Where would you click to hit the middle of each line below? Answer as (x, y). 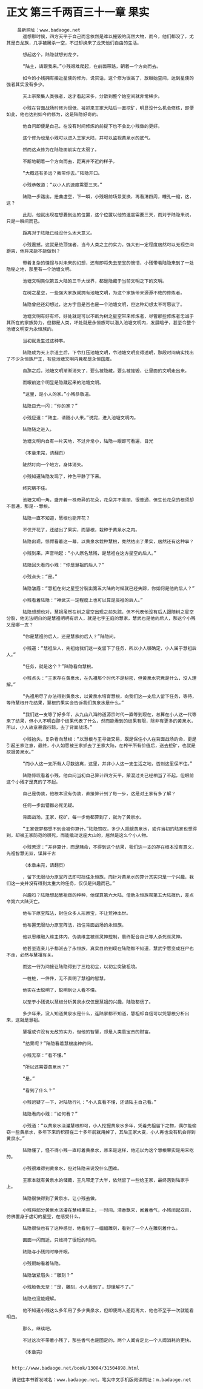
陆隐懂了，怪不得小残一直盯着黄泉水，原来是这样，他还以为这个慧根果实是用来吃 (108, 1150)
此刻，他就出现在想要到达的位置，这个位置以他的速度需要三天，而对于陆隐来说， (108, 215)
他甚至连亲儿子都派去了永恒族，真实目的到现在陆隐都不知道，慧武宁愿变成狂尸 (106, 949)
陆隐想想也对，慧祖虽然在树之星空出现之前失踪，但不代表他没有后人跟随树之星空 (108, 612)
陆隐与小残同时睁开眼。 (47, 1251)
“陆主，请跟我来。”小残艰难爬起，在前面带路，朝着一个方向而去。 (92, 66)
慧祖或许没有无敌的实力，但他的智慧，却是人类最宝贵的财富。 (88, 1032)
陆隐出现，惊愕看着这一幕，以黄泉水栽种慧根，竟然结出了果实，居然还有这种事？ (108, 542)
